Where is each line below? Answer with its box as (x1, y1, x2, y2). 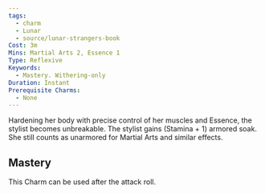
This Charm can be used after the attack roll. (8, 177, 157, 187)
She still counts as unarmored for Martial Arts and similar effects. (8, 133, 223, 143)
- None (15, 94, 38, 102)
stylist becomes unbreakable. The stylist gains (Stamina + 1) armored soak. (8, 124, 257, 134)
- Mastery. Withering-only (15, 71, 106, 79)
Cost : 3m (8, 42, 38, 50)
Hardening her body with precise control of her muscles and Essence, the (8, 115, 253, 125)
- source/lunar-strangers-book (15, 34, 120, 42)
